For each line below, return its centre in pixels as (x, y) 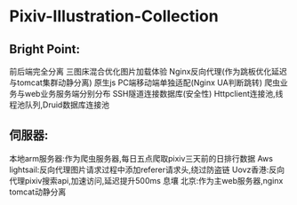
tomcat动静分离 (38, 192)
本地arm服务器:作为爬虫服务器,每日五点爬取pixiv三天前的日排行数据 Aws (141, 158)
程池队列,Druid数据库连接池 (59, 105)
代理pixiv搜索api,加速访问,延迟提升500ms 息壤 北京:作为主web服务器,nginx (146, 180)
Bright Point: (45, 49)
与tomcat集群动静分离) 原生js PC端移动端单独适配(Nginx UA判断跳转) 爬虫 (144, 83)
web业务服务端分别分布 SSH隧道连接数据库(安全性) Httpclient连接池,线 (154, 94)
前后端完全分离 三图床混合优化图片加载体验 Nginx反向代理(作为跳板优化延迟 (148, 71)
